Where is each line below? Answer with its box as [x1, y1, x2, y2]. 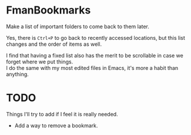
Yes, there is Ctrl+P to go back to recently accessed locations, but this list [6, 34, 185, 41]
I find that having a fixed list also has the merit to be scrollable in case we [6, 52, 183, 59]
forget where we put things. [6, 58, 73, 65]
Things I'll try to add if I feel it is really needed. [6, 110, 119, 117]
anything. [6, 70, 29, 77]
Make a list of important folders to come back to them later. [6, 23, 150, 30]
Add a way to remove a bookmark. [14, 122, 98, 129]
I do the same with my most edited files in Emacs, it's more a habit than [6, 64, 179, 71]
